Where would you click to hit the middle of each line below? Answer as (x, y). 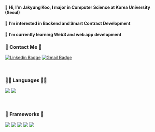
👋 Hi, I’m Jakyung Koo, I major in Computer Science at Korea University (78, 7)
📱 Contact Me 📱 (23, 47)
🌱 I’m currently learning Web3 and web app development (63, 34)
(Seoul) (13, 12)
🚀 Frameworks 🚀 (25, 114)
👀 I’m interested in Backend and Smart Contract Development (68, 23)
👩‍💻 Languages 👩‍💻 (26, 80)
